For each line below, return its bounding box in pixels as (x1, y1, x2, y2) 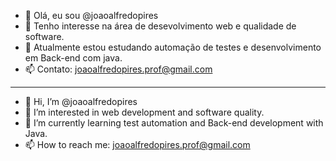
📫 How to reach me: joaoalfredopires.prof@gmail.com (24, 139, 251, 150)
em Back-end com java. (24, 52, 123, 64)
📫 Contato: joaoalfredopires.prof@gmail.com (24, 63, 213, 75)
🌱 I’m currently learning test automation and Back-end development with (24, 117, 324, 129)
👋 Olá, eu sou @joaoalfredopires (24, 10, 159, 21)
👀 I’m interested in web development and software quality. (24, 106, 265, 118)
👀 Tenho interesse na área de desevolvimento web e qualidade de (24, 20, 297, 32)
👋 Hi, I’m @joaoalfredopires (24, 96, 138, 107)
